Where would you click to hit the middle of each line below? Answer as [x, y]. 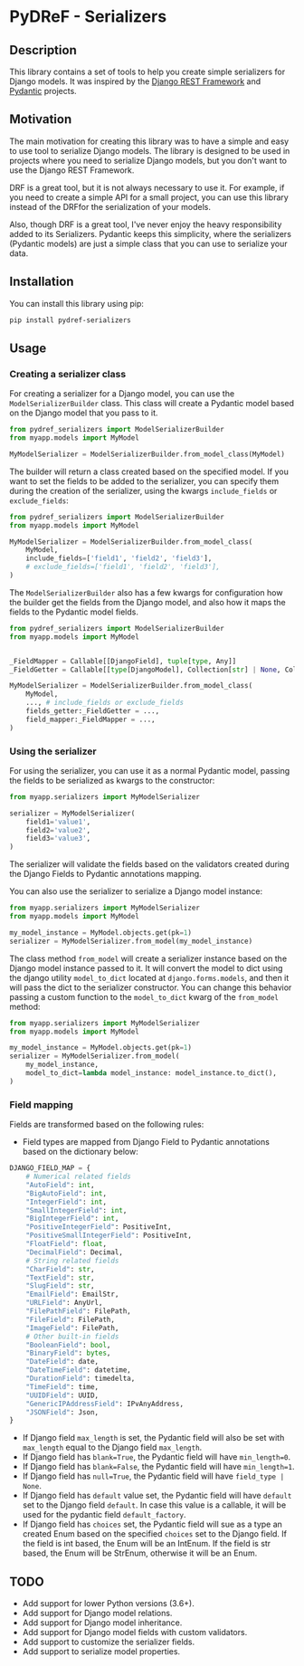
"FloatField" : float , [66, 1244]
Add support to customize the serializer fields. [109, 1642]
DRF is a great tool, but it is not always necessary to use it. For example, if [147, 187]
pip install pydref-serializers [70, 320]
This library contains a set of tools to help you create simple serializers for [147, 71]
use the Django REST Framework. [72, 170]
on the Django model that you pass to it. [84, 413]
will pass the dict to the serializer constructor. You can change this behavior [151, 987]
